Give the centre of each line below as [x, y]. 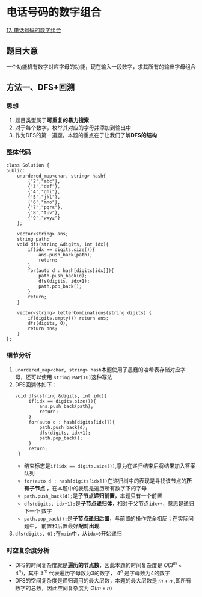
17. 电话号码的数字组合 [34, 30]
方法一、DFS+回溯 [41, 88]
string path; [33, 239]
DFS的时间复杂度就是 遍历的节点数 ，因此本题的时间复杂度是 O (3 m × [98, 565]
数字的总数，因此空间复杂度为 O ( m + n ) [63, 588]
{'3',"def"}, [44, 186]
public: [16, 170]
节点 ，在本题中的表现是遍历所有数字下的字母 [91, 489]
